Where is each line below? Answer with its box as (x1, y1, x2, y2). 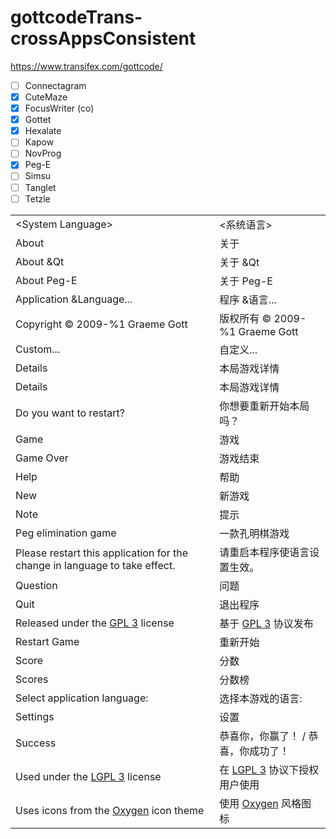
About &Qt (15, 254, 65, 268)
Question (15, 578, 58, 592)
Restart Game (15, 634, 80, 648)
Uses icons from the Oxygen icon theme (15, 803, 205, 817)
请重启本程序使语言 (219, 545, 310, 559)
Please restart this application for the (15, 546, 189, 560)
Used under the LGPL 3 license (15, 769, 162, 783)
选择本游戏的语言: (219, 691, 303, 705)
